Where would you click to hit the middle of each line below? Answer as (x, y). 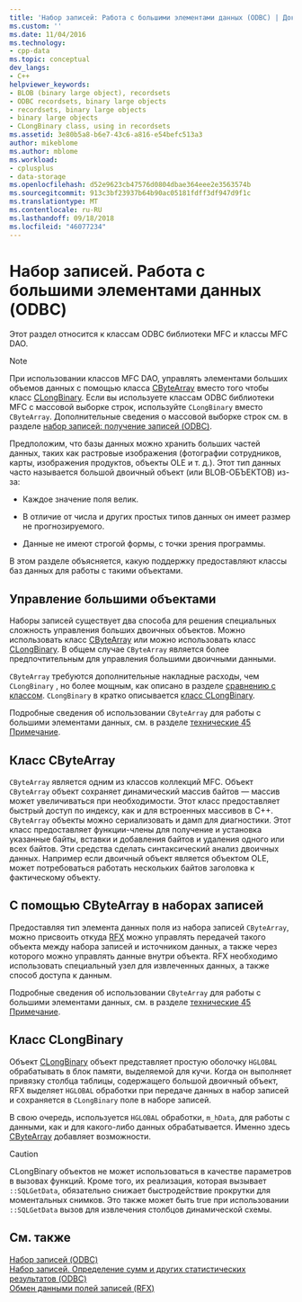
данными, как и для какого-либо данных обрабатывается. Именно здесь (150, 1127)
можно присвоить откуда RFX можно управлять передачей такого (138, 937)
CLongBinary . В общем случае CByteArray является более (120, 649)
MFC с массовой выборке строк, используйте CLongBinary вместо (136, 407)
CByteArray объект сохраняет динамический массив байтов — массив (145, 791)
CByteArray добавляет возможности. (80, 1136)
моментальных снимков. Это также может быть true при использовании (149, 1199)
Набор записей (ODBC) (54, 1259)
